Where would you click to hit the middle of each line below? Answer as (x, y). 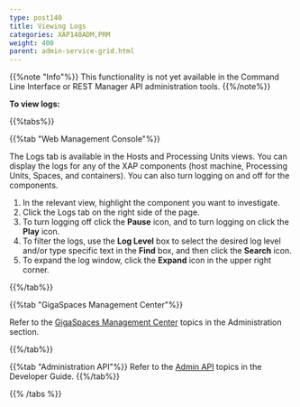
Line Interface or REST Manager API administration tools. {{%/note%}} (140, 87)
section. (24, 332)
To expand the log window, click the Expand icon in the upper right (147, 260)
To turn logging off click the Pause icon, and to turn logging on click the (156, 222)
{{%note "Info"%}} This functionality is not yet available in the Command (144, 77)
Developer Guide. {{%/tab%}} (64, 376)
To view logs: (35, 104)
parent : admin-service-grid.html (72, 51)
